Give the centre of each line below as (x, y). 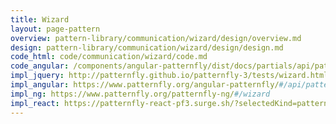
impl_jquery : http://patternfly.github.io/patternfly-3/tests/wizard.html (169, 76)
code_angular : (40, 66)
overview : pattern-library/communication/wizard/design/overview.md (156, 38)
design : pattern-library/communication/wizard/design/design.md (147, 47)
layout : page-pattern (55, 29)
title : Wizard (40, 19)
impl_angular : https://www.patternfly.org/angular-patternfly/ (145, 85)
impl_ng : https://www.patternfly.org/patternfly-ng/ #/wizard (140, 94)
